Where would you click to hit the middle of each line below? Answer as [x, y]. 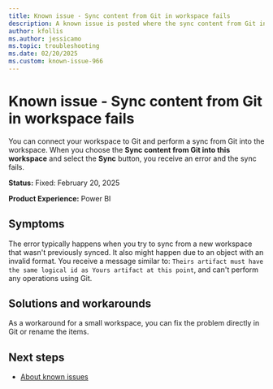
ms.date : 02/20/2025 [43, 54]
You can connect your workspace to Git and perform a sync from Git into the [136, 141]
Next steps [37, 357]
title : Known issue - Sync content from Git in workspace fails [119, 16]
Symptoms [37, 224]
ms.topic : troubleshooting [54, 46]
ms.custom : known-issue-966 [56, 62]
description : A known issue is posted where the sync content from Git [132, 24]
